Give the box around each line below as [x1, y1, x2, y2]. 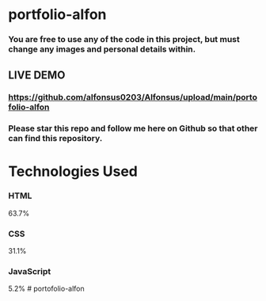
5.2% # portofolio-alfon [8, 284, 85, 294]
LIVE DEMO [8, 68, 66, 82]
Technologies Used [8, 162, 139, 180]
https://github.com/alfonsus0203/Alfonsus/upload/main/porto [8, 92, 257, 103]
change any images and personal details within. [8, 44, 196, 55]
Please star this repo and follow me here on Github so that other [8, 123, 258, 134]
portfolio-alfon [8, 6, 107, 24]
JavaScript [8, 266, 51, 277]
